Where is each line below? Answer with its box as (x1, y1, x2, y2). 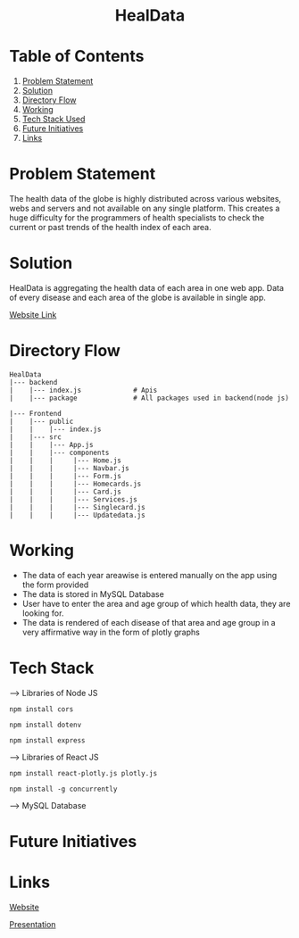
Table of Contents (9, 46, 145, 67)
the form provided (21, 579, 89, 590)
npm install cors (9, 704, 74, 714)
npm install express (9, 735, 87, 745)
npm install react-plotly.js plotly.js (9, 768, 158, 777)
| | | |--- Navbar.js (9, 463, 129, 473)
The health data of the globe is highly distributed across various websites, (9, 194, 282, 204)
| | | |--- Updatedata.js (9, 511, 145, 519)
